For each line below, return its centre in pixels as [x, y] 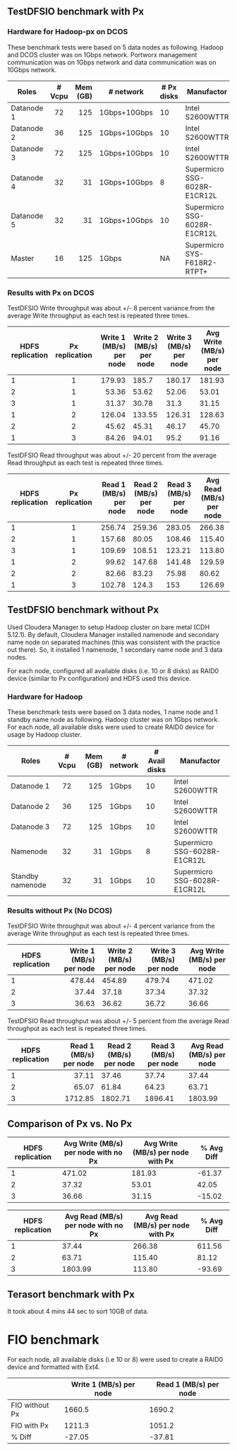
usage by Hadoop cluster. [45, 735]
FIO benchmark [54, 1340]
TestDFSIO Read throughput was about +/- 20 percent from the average [112, 455]
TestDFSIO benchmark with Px [76, 12]
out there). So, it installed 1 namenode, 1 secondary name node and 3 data [115, 649]
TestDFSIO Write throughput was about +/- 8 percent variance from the [111, 308]
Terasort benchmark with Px [71, 1294]
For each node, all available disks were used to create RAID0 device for [111, 727]
